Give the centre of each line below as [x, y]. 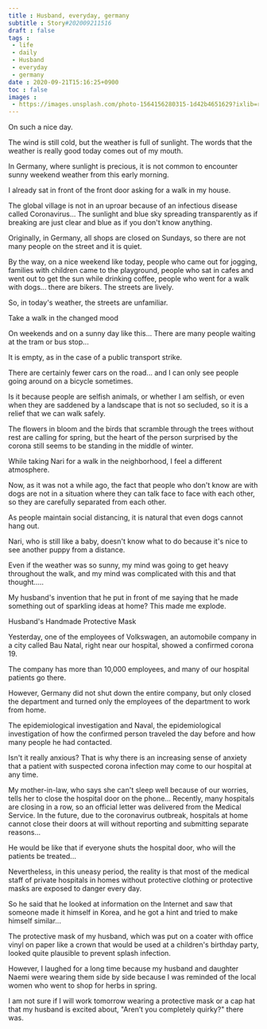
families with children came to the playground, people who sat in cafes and [131, 271]
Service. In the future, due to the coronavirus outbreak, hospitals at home [128, 816]
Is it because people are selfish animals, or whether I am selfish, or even [126, 397]
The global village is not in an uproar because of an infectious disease [123, 206]
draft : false [32, 30]
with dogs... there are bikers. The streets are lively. [91, 287]
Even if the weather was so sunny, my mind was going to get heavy [118, 565]
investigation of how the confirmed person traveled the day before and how [132, 734]
